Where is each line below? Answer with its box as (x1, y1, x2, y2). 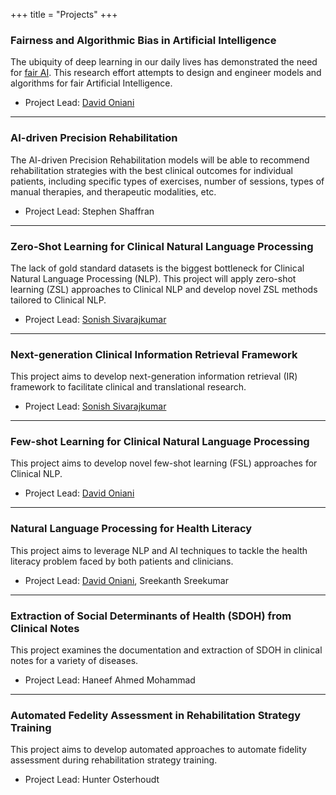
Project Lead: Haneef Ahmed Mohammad (24, 674, 196, 686)
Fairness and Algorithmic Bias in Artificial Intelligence (10, 33, 277, 47)
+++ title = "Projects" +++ (10, 9, 118, 20)
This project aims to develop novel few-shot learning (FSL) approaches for (10, 457, 318, 469)
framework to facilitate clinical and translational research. (10, 381, 247, 393)
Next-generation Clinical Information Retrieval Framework (10, 347, 298, 361)
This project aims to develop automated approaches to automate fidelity (10, 744, 307, 756)
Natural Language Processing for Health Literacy (10, 522, 253, 536)
